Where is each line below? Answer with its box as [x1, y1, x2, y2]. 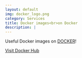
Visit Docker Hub [5, 48, 39, 54]
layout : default [5, 7, 38, 12]
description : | [5, 25, 36, 30]
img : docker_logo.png [5, 12, 50, 16]
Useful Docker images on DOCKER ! [5, 38, 77, 44]
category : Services [5, 16, 45, 21]
